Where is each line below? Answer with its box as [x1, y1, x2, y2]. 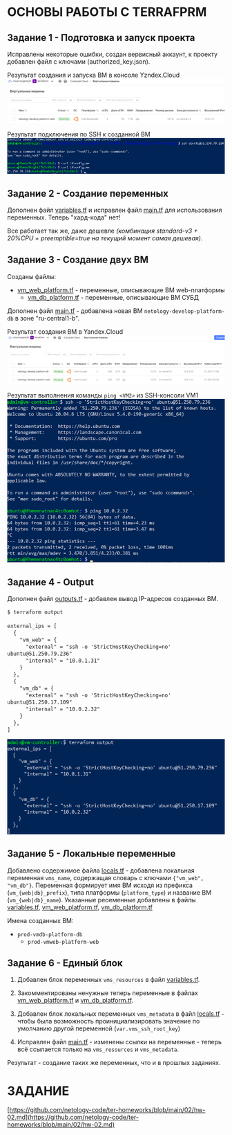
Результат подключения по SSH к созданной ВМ [7, 130, 151, 138]
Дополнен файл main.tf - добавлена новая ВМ [7, 306, 143, 315]
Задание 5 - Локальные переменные [7, 848, 176, 859]
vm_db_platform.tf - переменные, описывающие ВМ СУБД [27, 293, 200, 301]
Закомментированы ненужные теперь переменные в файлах [17, 989, 198, 997]
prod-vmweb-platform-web [27, 938, 99, 945]
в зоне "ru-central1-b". [14, 314, 80, 322]
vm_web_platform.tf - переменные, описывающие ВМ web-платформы [17, 285, 225, 294]
